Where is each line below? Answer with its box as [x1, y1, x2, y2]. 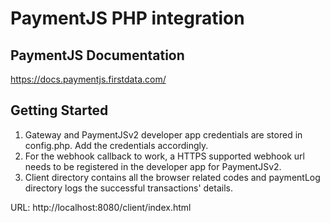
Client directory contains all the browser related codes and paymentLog [24, 171, 321, 183]
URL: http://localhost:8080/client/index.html [10, 201, 192, 213]
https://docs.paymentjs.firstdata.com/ [10, 73, 167, 85]
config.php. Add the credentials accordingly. [24, 139, 209, 151]
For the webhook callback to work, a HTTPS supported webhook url [24, 150, 305, 162]
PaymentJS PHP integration [10, 7, 245, 30]
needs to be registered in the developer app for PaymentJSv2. [24, 160, 282, 172]
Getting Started [10, 102, 109, 119]
